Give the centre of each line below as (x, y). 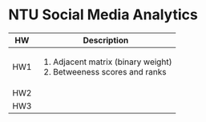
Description (106, 40)
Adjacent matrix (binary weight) (113, 62)
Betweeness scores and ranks (110, 71)
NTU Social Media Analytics (103, 15)
